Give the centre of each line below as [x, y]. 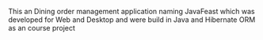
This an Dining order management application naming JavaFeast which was [131, 11]
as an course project [42, 28]
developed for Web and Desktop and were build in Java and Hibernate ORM [132, 20]
